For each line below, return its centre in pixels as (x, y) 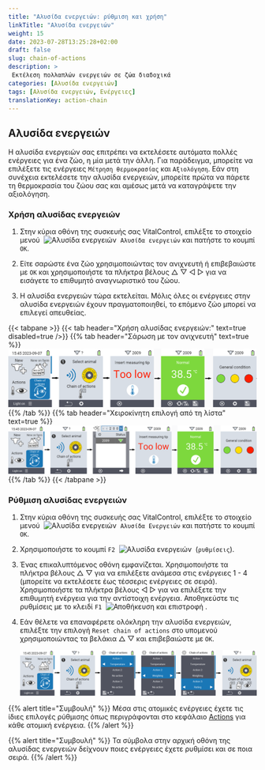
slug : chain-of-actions (47, 59)
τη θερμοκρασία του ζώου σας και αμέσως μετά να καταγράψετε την (122, 186)
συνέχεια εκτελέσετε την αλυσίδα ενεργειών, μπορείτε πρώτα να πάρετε (129, 177)
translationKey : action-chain (58, 100)
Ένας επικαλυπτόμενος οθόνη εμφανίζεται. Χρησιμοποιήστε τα (124, 564)
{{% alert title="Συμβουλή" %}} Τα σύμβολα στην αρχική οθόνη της (119, 740)
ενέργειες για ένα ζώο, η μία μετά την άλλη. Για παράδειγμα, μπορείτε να (131, 160)
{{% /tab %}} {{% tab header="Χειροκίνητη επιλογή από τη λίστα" (117, 413)
